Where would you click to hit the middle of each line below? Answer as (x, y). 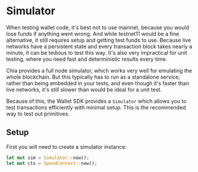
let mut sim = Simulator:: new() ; (48, 158)
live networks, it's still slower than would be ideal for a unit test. (84, 89)
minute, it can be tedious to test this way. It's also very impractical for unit (97, 52)
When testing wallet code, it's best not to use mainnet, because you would (98, 27)
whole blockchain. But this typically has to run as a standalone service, (93, 77)
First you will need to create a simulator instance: (66, 146)
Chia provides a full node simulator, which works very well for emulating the (99, 70)
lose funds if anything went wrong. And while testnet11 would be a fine (93, 33)
